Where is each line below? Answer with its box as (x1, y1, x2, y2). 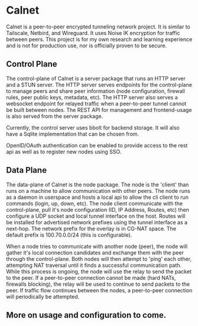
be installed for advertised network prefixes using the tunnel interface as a (6, 218, 188, 225)
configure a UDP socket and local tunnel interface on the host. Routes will (6, 212, 186, 220)
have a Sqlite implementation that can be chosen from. (6, 130, 139, 137)
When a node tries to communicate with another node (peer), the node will (6, 243, 188, 250)
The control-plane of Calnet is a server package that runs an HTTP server (6, 75, 186, 82)
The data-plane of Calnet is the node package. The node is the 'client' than (6, 181, 189, 188)
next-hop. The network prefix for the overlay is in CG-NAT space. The (6, 225, 176, 232)
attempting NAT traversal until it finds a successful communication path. (6, 262, 182, 269)
